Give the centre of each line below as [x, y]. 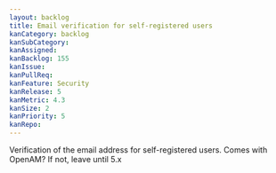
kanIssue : [28, 67]
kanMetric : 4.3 [37, 100]
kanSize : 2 [29, 108]
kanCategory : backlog [49, 34]
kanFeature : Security [49, 83]
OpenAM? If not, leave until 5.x [65, 159]
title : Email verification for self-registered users [111, 26]
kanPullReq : [31, 75]
